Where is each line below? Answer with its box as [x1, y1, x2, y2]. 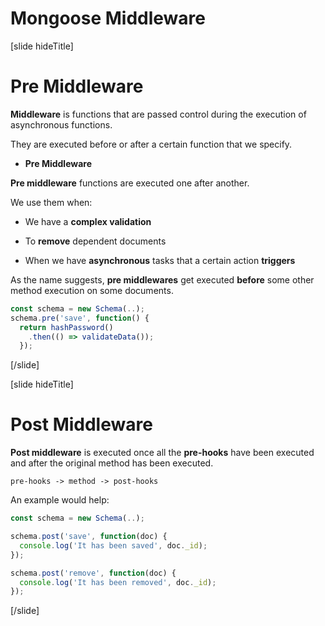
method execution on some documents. [10, 284, 174, 296]
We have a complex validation [24, 215, 152, 227]
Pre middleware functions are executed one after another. [10, 177, 250, 189]
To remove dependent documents [24, 235, 167, 247]
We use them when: [10, 196, 93, 208]
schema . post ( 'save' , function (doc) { [10, 532, 168, 542]
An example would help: [10, 494, 110, 506]
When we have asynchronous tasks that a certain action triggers [24, 254, 296, 266]
